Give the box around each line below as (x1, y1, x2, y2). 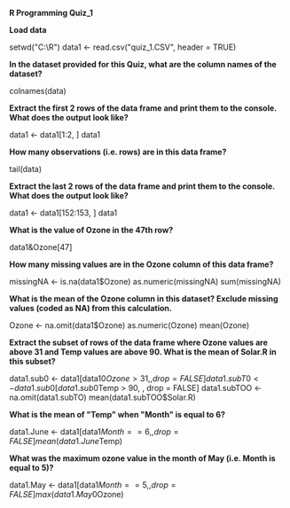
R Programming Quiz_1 (9, 8, 93, 18)
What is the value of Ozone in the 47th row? (9, 225, 174, 235)
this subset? (9, 356, 56, 366)
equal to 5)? (9, 463, 54, 473)
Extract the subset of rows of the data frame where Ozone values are (9, 337, 268, 348)
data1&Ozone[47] (9, 242, 73, 252)
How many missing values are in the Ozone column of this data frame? (9, 259, 274, 270)
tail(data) (9, 164, 43, 174)
